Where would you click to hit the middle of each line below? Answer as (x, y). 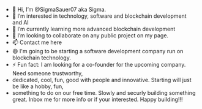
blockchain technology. (42, 58)
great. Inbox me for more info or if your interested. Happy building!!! (97, 99)
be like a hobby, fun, (38, 86)
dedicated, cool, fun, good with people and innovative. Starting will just (102, 80)
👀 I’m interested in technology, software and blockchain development (99, 16)
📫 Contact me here (37, 42)
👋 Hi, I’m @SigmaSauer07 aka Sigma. (59, 9)
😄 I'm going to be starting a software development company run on (98, 51)
